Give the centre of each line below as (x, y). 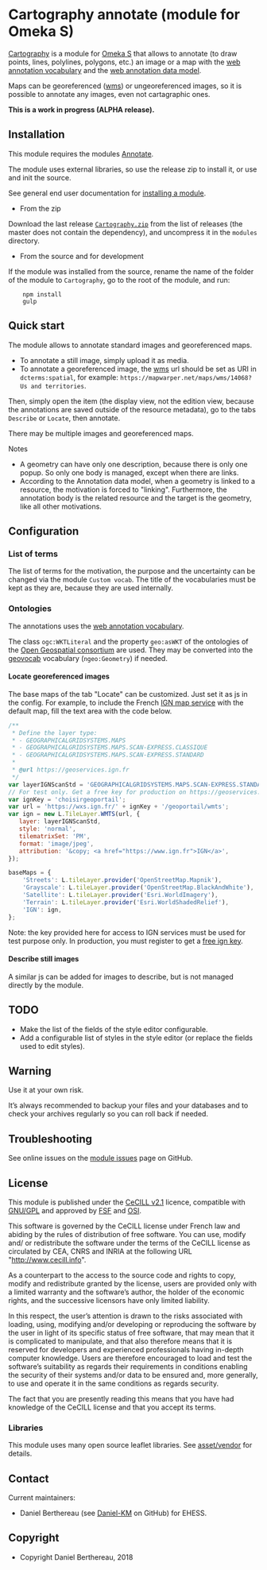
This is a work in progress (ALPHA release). (81, 110)
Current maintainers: (42, 1498)
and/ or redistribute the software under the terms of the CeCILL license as (130, 1243)
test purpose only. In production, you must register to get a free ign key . (126, 941)
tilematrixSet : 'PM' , (54, 836)
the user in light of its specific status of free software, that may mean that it (132, 1332)
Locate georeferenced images (59, 676)
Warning (30, 1071)
